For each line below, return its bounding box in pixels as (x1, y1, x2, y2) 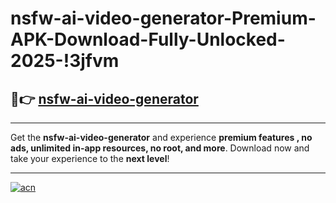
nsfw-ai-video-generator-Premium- (10, 7, 317, 30)
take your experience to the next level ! (10, 153, 170, 164)
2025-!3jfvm (10, 50, 120, 72)
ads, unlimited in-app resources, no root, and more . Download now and (10, 142, 310, 154)
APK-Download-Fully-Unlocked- (10, 28, 286, 51)
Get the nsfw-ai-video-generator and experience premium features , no (10, 132, 313, 143)
